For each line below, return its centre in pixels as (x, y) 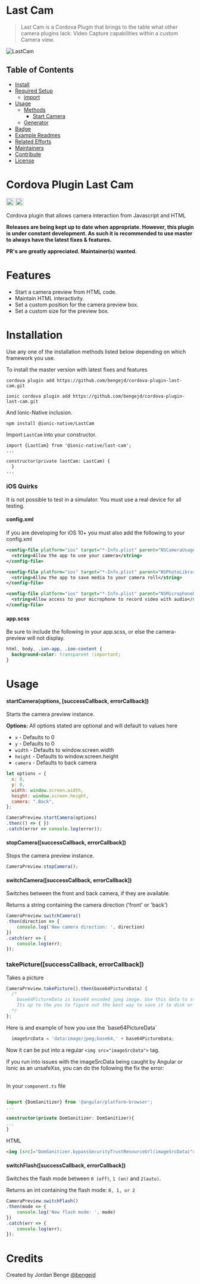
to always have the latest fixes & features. (59, 239)
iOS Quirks (22, 486)
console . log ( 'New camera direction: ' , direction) (81, 927)
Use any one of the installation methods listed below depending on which (96, 351)
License (24, 160)
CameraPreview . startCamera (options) (51, 818)
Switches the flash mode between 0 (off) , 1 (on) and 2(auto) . (84, 1179)
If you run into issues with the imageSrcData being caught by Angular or (95, 1061)
